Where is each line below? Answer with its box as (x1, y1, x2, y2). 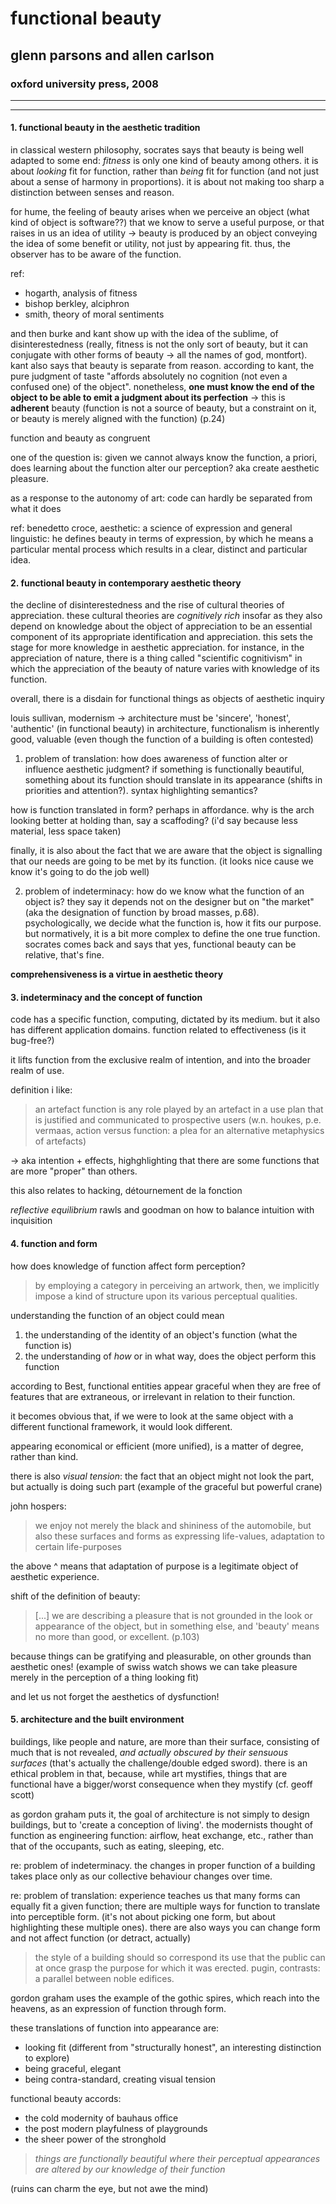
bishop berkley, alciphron (24, 298, 130, 310)
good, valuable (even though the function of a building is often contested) (10, 733, 314, 746)
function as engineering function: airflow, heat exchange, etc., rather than (10, 1829, 314, 1841)
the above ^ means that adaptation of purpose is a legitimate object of (10, 1560, 299, 1572)
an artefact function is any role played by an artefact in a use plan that (34, 1103, 324, 1116)
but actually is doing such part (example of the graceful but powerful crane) (10, 1480, 323, 1492)
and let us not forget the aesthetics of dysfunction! (10, 1690, 220, 1702)
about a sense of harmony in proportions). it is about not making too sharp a (10, 176, 325, 188)
